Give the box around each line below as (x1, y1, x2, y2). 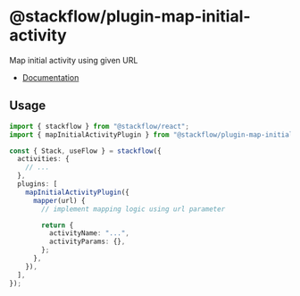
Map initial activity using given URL (9, 55, 138, 65)
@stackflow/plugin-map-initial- (9, 6, 252, 27)
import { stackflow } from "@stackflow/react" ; (9, 122, 190, 131)
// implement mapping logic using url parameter (41, 204, 226, 214)
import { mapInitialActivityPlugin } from (9, 130, 170, 140)
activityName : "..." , (48, 229, 129, 238)
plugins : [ (17, 180, 58, 189)
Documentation (21, 72, 79, 82)
